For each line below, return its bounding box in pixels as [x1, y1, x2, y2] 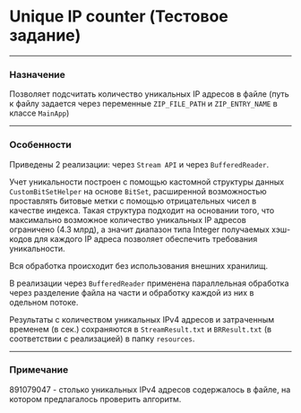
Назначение [9, 68, 65, 81]
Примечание [9, 364, 69, 376]
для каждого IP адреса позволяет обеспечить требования [34, 233, 258, 244]
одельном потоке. [9, 297, 79, 307]
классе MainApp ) [9, 108, 70, 118]
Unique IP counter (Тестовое [9, 6, 228, 27]
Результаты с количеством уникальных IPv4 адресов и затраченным [9, 314, 275, 324]
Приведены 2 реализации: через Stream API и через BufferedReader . [9, 159, 270, 169]
